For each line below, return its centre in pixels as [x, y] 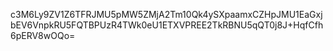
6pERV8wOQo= [43, 35]
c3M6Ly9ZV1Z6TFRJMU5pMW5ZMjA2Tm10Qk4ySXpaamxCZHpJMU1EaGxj [166, 14]
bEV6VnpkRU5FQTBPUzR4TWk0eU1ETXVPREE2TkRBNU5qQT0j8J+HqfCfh [167, 25]
